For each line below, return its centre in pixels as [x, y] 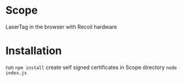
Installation [34, 51]
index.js [16, 73]
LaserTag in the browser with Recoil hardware [61, 27]
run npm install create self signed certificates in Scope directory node [91, 67]
